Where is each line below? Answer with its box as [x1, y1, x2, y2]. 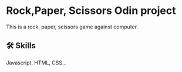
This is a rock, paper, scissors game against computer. [6, 23, 139, 30]
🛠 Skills [6, 41, 36, 51]
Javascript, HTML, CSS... [6, 59, 67, 66]
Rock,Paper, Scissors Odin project [6, 4, 176, 17]
